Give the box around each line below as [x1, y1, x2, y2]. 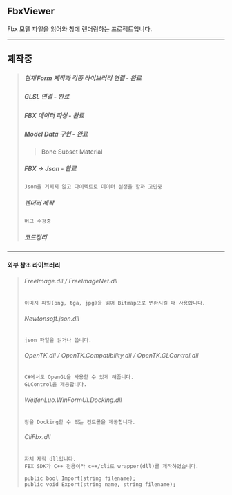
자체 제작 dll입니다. [23, 455, 77, 463]
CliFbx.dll [23, 433, 51, 441]
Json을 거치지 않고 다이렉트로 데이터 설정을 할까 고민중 [23, 183, 163, 190]
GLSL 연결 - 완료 [23, 92, 70, 101]
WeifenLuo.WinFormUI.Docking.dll [23, 396, 122, 404]
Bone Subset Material [41, 148, 103, 156]
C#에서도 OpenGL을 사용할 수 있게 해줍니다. [23, 374, 135, 381]
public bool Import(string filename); [23, 475, 136, 482]
